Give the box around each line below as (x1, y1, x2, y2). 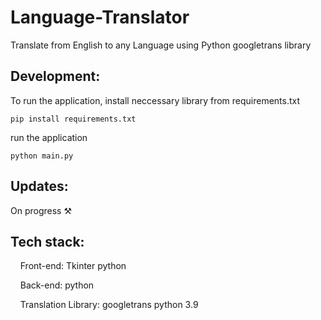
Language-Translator (10, 6, 190, 29)
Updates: (10, 178, 69, 195)
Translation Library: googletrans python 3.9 (19, 299, 199, 311)
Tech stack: (10, 233, 85, 250)
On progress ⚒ (10, 204, 72, 216)
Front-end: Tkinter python (19, 260, 127, 272)
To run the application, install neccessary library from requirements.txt (10, 94, 301, 106)
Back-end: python (19, 279, 95, 291)
